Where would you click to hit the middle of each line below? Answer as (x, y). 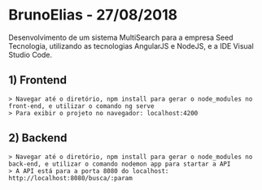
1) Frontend (38, 80)
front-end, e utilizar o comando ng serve (81, 106)
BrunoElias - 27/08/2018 (93, 15)
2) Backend (38, 138)
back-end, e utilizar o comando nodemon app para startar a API (120, 164)
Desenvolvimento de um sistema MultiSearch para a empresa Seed (121, 37)
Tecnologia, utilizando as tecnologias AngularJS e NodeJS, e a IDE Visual (131, 45)
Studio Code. (31, 54)
